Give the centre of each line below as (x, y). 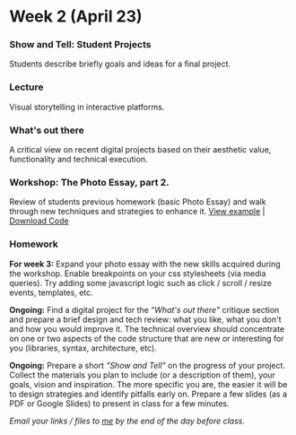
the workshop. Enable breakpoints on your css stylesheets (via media (138, 273)
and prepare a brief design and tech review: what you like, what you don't (145, 319)
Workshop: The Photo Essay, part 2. (90, 183)
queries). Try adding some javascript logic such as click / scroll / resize (140, 283)
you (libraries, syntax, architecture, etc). (83, 348)
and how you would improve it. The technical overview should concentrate (147, 328)
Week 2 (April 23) (76, 17)
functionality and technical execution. (78, 160)
